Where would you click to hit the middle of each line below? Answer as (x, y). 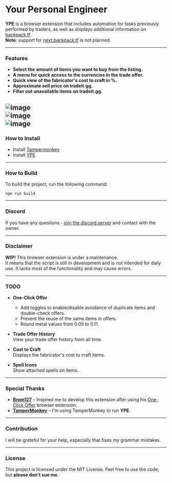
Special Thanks (25, 388)
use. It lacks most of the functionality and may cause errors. (69, 268)
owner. (13, 228)
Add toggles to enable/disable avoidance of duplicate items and (88, 308)
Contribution (21, 429)
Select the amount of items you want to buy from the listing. (78, 69)
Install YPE (24, 155)
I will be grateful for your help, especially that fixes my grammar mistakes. (83, 440)
